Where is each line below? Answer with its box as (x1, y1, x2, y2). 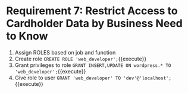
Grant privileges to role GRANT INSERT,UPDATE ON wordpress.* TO (14, 61, 171, 69)
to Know (6, 30, 48, 43)
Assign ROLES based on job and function (14, 49, 116, 56)
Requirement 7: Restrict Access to (6, 4, 178, 18)
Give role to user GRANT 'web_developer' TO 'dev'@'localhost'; (14, 74, 171, 81)
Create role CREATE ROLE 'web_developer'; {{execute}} (14, 55, 147, 62)
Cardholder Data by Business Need (6, 17, 183, 30)
